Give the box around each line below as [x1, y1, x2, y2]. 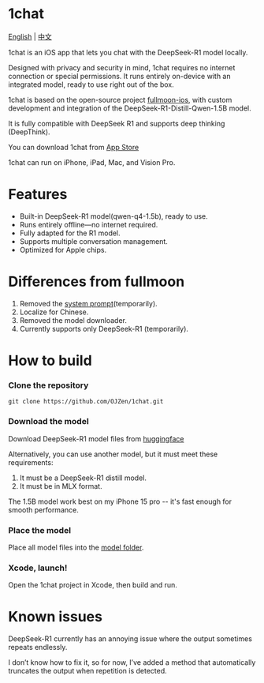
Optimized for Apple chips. [19, 245, 107, 254]
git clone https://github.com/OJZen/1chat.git [8, 398, 164, 406]
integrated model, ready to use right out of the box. [8, 80, 175, 89]
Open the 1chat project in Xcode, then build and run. [8, 580, 177, 590]
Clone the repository [8, 380, 89, 391]
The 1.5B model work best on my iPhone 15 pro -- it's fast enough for [8, 497, 232, 506]
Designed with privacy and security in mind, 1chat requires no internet [8, 62, 236, 72]
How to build [8, 352, 92, 370]
